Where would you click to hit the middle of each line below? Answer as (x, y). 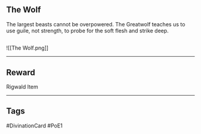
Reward (21, 72)
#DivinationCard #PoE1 (34, 126)
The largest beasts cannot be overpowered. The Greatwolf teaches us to (96, 24)
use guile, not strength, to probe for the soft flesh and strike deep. (88, 31)
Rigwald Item (22, 87)
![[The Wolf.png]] (28, 48)
